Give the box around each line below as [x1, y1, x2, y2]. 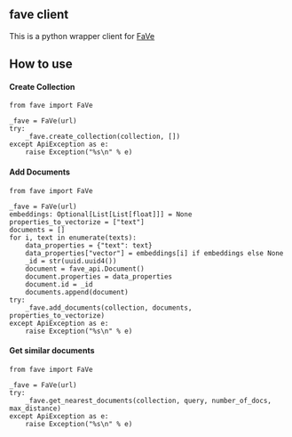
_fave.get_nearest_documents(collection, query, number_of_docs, [25, 396, 272, 405]
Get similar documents [9, 345, 95, 356]
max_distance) [9, 404, 62, 413]
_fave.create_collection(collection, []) [25, 133, 180, 142]
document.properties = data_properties [25, 271, 173, 281]
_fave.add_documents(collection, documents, [25, 303, 193, 312]
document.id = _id [25, 279, 93, 288]
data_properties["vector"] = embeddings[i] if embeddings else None [25, 248, 284, 257]
